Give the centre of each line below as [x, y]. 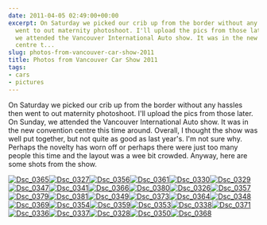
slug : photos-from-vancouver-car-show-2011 [81, 52]
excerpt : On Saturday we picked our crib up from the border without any [133, 23]
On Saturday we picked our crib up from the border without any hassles [126, 105]
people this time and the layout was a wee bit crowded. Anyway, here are [128, 155]
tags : [17, 68]
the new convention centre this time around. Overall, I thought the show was [133, 130]
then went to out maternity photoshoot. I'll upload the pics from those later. [131, 113]
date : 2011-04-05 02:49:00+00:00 [64, 16]
